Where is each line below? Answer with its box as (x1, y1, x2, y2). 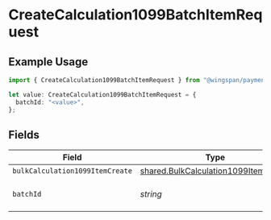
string (140, 189, 163, 200)
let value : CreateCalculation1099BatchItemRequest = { (8, 90, 197, 98)
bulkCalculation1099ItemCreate (12, 167, 133, 176)
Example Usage (8, 55, 89, 68)
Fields (8, 127, 40, 142)
